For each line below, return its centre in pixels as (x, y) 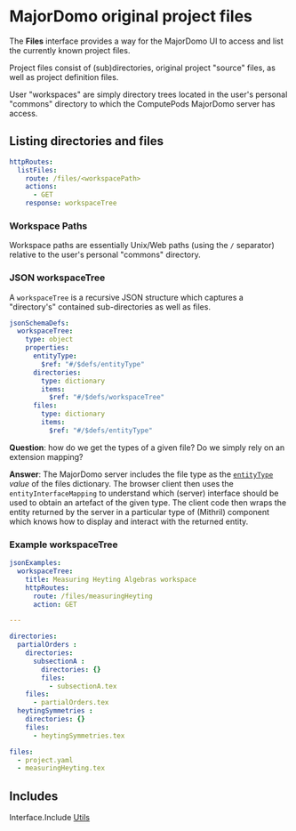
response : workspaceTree (71, 203)
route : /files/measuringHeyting (92, 596)
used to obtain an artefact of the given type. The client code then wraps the (148, 502)
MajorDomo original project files (131, 16)
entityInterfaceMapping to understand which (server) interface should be (144, 493)
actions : (41, 187)
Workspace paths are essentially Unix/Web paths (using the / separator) (142, 246)
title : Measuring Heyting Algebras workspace (111, 579)
